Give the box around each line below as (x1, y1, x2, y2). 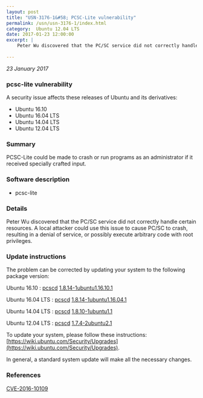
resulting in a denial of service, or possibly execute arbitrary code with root (6, 231, 193, 238)
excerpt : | (6, 37, 34, 43)
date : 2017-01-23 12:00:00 (6, 32, 74, 38)
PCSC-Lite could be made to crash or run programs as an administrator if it (6, 154, 193, 161)
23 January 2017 (6, 65, 49, 72)
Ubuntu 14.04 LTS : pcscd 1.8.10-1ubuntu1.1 (6, 308, 113, 315)
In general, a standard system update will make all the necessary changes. (6, 356, 192, 363)
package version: (6, 273, 50, 280)
